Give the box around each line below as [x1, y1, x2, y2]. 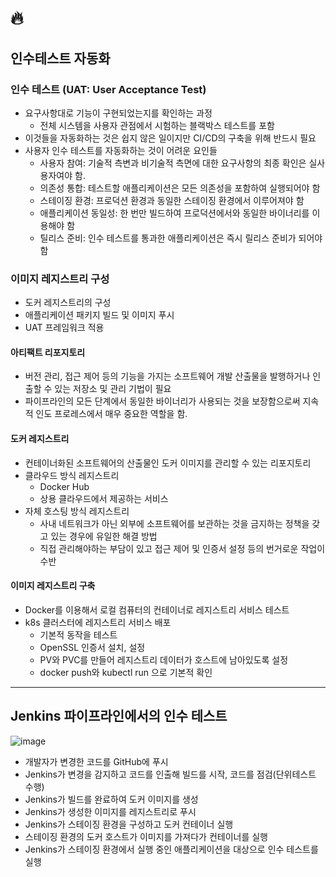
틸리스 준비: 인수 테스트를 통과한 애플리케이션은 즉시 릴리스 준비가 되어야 [39, 232, 323, 244]
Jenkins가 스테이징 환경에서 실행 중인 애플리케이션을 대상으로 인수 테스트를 [24, 843, 319, 855]
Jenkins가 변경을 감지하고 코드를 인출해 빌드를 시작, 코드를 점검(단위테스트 [24, 768, 317, 780]
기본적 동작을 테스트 [39, 628, 118, 641]
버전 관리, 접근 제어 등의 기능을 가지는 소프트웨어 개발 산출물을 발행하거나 [24, 370, 311, 382]
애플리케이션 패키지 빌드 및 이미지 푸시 [24, 309, 175, 321]
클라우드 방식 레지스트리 [24, 469, 120, 481]
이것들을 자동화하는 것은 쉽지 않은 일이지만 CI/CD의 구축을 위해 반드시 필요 [24, 132, 317, 144]
